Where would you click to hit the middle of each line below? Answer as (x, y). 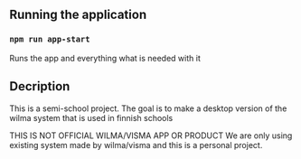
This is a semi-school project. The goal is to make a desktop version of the (148, 108)
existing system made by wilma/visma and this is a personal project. (136, 145)
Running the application (78, 15)
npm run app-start (50, 39)
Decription (40, 86)
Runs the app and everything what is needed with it (105, 58)
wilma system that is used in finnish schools (91, 117)
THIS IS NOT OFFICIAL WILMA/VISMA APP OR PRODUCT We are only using (151, 136)
